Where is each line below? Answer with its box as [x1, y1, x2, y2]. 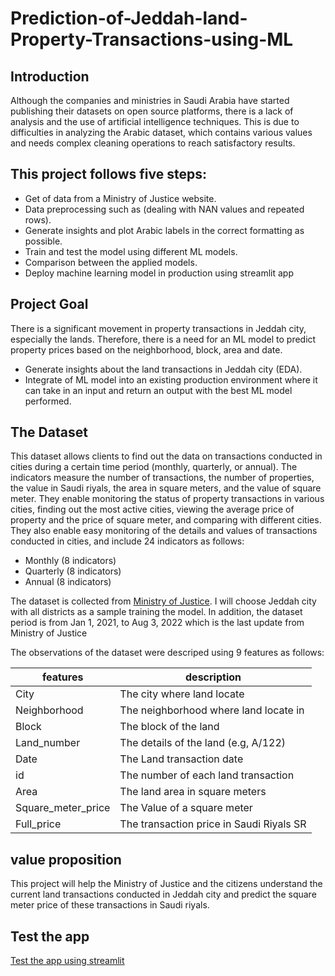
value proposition [10, 851, 122, 868]
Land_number [15, 736, 81, 750]
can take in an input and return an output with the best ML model [24, 384, 293, 396]
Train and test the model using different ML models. [24, 245, 238, 257]
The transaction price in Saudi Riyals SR [119, 817, 307, 831]
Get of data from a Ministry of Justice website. [24, 192, 217, 204]
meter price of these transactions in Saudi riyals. [10, 899, 210, 911]
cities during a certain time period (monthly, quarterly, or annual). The [10, 461, 298, 473]
